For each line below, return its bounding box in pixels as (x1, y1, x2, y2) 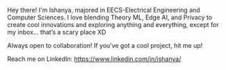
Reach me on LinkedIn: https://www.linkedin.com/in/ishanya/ (7, 55, 181, 63)
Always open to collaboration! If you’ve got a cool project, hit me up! (7, 42, 203, 49)
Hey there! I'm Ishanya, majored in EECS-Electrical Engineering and (7, 6, 200, 14)
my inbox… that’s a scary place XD (7, 28, 106, 36)
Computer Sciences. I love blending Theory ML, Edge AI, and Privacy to (7, 13, 213, 21)
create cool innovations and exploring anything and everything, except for (7, 21, 219, 28)
